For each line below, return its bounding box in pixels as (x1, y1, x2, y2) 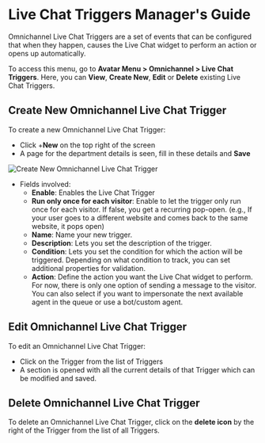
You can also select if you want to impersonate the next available (31, 288, 244, 298)
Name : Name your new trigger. (31, 230, 133, 239)
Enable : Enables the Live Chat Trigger (31, 188, 156, 197)
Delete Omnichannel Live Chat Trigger (8, 396, 200, 410)
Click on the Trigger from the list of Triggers (19, 357, 164, 366)
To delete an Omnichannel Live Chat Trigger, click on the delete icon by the (8, 418, 255, 427)
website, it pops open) (31, 221, 105, 231)
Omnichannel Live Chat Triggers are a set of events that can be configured (8, 32, 252, 41)
